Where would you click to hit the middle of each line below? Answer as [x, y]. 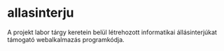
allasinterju [41, 13]
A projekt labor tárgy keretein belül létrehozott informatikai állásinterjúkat [112, 32]
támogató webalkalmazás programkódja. [66, 39]
